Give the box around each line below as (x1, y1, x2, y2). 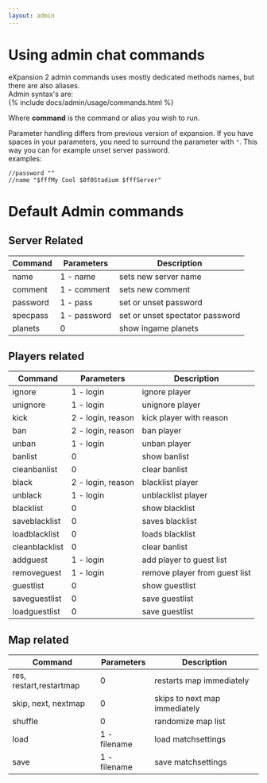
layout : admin (8, 11, 56, 20)
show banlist (141, 451, 189, 462)
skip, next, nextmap (12, 698, 86, 709)
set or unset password (118, 297, 203, 308)
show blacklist (141, 502, 195, 514)
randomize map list (154, 716, 226, 727)
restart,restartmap (12, 680, 80, 692)
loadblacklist (12, 529, 60, 540)
